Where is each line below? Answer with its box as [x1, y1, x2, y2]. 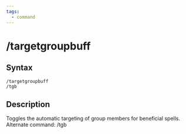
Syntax [6, 63, 33, 73]
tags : [6, 8, 19, 15]
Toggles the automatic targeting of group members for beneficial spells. [6, 115, 181, 122]
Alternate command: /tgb [6, 121, 67, 128]
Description [6, 99, 50, 109]
